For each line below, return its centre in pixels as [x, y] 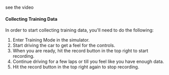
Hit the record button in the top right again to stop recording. [76, 67]
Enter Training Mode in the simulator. [51, 40]
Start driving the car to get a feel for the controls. [64, 46]
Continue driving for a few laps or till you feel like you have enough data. [88, 62]
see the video [20, 7]
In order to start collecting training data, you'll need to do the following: [79, 30]
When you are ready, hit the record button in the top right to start [80, 51]
